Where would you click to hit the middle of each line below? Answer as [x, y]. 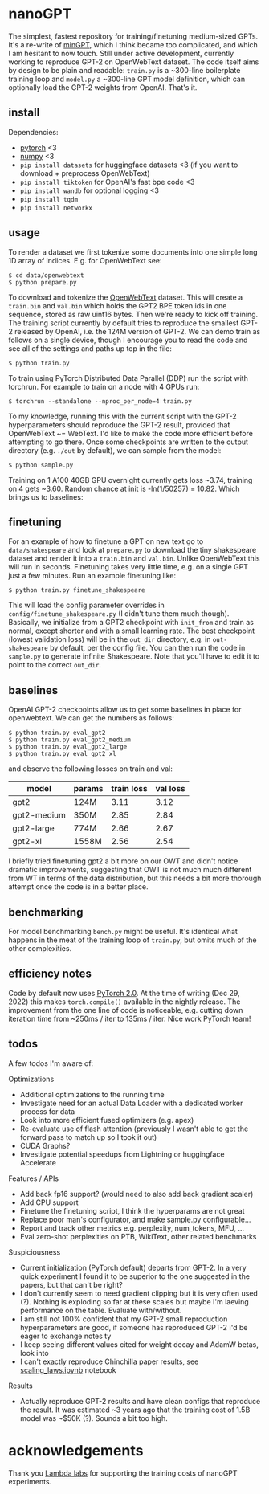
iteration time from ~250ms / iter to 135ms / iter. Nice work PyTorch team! [130, 1018]
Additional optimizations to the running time [92, 1094]
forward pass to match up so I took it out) [88, 1137]
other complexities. [40, 948]
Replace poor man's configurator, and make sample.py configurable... [135, 1219]
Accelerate [38, 1162]
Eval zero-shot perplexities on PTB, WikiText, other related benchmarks [138, 1236]
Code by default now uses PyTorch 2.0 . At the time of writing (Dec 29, [124, 993]
